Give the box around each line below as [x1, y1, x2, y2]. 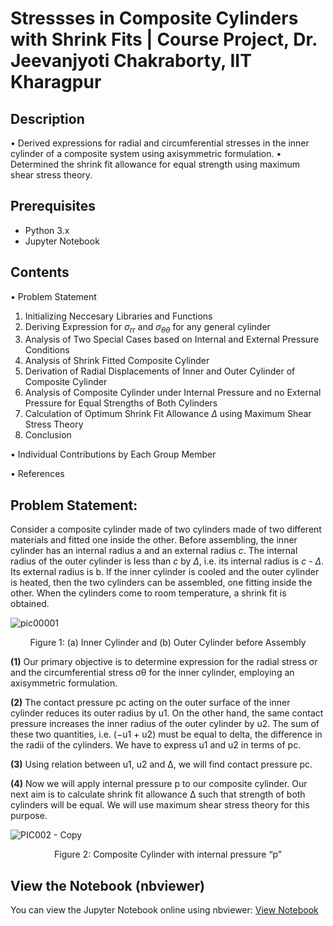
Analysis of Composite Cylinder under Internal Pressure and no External [24, 387, 322, 399]
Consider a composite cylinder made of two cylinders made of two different [10, 523, 322, 536]
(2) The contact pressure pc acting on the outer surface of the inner [10, 697, 291, 709]
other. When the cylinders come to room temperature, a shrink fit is [10, 587, 287, 599]
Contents [10, 264, 70, 281]
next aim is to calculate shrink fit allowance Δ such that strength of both [10, 788, 306, 801]
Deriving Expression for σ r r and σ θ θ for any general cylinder [24, 320, 271, 335]
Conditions [24, 344, 70, 356]
